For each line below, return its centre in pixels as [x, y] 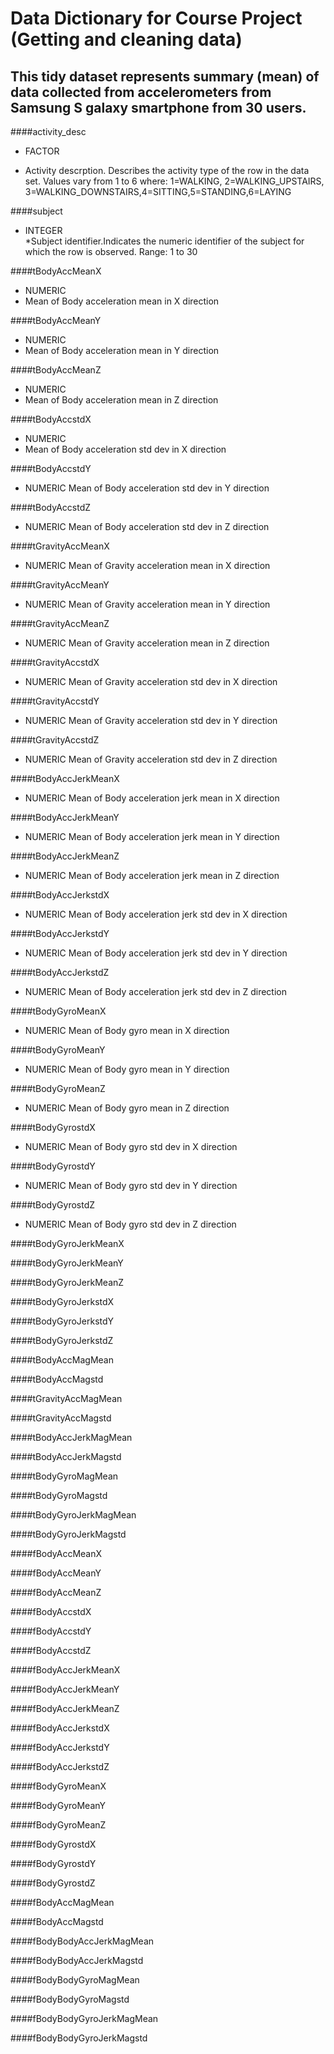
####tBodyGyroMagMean [64, 1476]
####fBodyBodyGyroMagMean [75, 1980]
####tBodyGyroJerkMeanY [67, 1263]
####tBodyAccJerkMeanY [65, 817]
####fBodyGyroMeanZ [58, 1825]
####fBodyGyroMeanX [58, 1786]
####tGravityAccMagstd [61, 1418]
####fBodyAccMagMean [62, 1902]
